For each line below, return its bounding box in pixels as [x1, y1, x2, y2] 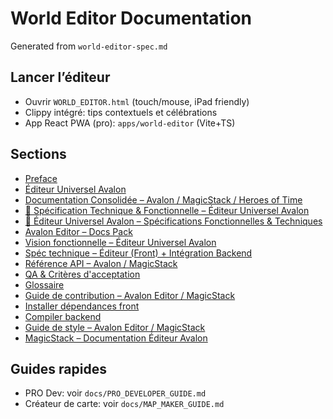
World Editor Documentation [10, 7, 253, 30]
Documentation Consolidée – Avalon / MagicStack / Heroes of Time [24, 193, 303, 206]
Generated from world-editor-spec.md [10, 40, 168, 52]
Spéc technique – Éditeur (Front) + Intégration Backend [24, 247, 253, 259]
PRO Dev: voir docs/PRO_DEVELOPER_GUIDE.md [24, 387, 207, 399]
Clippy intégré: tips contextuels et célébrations [24, 106, 218, 118]
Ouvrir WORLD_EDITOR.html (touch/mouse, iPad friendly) [24, 95, 250, 107]
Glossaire [24, 278, 65, 291]
